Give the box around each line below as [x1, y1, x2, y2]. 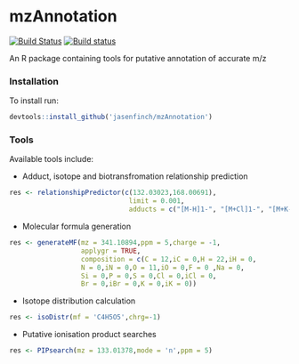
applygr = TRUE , [80, 247, 141, 255]
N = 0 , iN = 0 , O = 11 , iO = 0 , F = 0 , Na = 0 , [80, 263, 245, 272]
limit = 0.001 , [128, 197, 185, 206]
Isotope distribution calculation [21, 295, 136, 306]
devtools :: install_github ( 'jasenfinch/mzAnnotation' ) [9, 113, 214, 122]
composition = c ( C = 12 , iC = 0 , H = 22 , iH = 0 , [80, 255, 257, 263]
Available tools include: [9, 154, 94, 165]
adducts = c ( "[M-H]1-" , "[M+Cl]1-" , [128, 205, 265, 214]
